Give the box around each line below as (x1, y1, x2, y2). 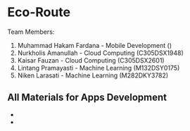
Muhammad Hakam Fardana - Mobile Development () (17, 41, 172, 49)
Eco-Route (7, 4, 71, 20)
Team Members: (7, 27, 55, 36)
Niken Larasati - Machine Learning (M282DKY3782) (17, 71, 169, 80)
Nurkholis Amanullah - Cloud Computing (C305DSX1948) (17, 49, 184, 57)
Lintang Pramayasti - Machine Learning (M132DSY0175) (17, 63, 180, 72)
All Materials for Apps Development (7, 92, 167, 104)
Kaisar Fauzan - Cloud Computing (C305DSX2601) (17, 56, 165, 64)
